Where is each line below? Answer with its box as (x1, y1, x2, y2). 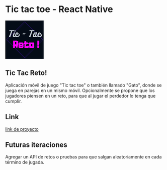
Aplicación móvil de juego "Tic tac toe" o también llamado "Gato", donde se (5, 82, 162, 88)
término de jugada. (5, 159, 44, 165)
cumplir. (5, 98, 22, 104)
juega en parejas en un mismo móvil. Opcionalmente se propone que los (5, 87, 155, 94)
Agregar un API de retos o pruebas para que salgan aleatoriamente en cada (5, 154, 162, 160)
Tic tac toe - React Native (5, 4, 113, 15)
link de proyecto (5, 126, 39, 132)
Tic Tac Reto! (5, 69, 47, 77)
